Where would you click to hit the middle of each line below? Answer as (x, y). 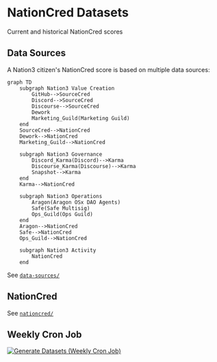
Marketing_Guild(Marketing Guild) (81, 118)
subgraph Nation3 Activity (58, 250)
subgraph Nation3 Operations (61, 196)
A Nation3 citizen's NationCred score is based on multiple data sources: (108, 69)
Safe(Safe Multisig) (61, 208)
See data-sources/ (34, 275)
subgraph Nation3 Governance (61, 154)
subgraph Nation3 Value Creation (67, 88)
